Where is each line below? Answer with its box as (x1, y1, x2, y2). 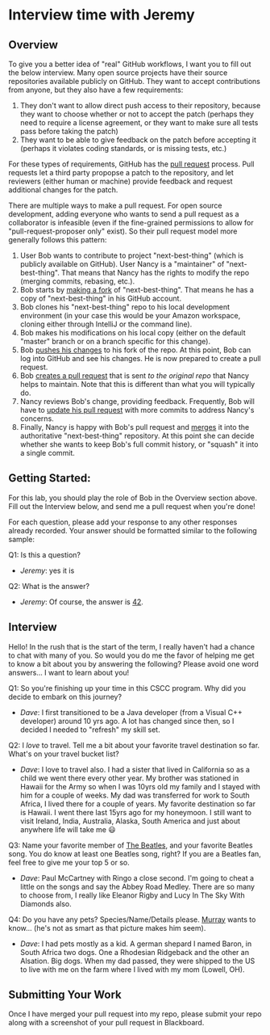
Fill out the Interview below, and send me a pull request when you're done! (8, 501, 255, 511)
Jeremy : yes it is (19, 566, 75, 575)
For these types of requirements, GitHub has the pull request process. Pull (8, 159, 255, 169)
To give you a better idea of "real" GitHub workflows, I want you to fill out (8, 59, 251, 69)
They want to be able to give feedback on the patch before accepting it (19, 135, 256, 145)
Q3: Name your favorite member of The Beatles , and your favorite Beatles (8, 840, 253, 850)
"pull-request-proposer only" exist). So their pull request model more (8, 226, 238, 236)
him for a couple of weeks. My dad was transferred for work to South (19, 790, 250, 800)
